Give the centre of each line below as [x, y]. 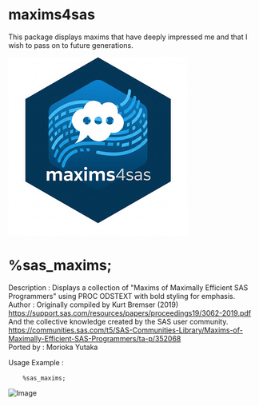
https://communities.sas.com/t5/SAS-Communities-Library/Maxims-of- [126, 330]
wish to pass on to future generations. [71, 45]
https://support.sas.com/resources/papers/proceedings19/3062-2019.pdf [130, 312]
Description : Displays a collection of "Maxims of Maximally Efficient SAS [128, 287]
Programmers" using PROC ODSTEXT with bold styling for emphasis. [122, 296]
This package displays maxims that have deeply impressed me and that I [128, 37]
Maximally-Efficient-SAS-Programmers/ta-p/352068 [95, 338]
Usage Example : [36, 362]
